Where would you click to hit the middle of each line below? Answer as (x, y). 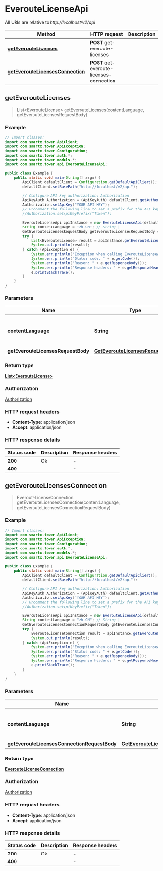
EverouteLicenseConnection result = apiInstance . (82, 634)
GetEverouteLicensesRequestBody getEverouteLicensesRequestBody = (91, 231)
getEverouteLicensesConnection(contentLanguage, (68, 502)
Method (46, 34)
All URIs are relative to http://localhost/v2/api (50, 22)
